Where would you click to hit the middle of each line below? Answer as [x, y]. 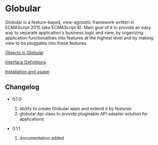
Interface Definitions [26, 62]
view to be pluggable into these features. [46, 43]
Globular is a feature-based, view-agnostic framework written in [70, 22]
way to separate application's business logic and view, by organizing [74, 32]
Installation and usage [27, 71]
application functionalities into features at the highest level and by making [79, 38]
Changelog [22, 87]
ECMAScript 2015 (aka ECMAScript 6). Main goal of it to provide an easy [78, 27]
